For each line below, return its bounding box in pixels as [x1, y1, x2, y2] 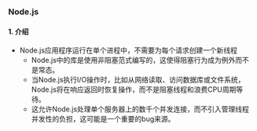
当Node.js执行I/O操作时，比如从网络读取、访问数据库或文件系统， [31, 75, 245, 85]
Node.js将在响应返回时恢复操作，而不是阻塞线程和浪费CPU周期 [31, 85, 237, 94]
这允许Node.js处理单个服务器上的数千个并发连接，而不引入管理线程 [31, 104, 250, 114]
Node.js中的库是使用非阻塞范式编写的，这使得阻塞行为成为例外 [31, 56, 236, 65]
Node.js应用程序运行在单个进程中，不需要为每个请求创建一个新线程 [19, 45, 238, 55]
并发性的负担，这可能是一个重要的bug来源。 [31, 115, 175, 124]
